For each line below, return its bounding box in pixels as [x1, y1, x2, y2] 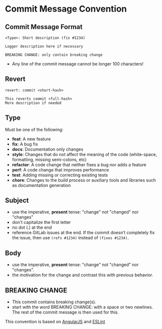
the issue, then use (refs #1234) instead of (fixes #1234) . [12, 235, 129, 241]
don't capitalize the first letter [12, 219, 71, 225]
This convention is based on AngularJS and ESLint [5, 319, 105, 325]
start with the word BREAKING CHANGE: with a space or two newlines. [12, 304, 153, 310]
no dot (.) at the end [12, 224, 52, 231]
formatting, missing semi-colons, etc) [12, 157, 87, 162]
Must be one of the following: [5, 126, 64, 132]
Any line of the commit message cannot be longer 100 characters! [12, 61, 144, 66]
